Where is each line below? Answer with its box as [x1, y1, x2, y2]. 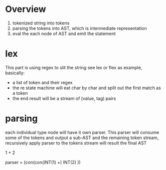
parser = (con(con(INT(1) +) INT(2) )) [5, 159, 81, 165]
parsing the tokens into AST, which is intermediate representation [12, 25, 147, 31]
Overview [5, 3, 46, 15]
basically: [5, 70, 25, 76]
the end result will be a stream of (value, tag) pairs [12, 95, 116, 101]
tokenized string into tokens [12, 20, 70, 26]
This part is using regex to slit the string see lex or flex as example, [5, 64, 143, 70]
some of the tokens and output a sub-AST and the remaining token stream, [5, 135, 159, 141]
